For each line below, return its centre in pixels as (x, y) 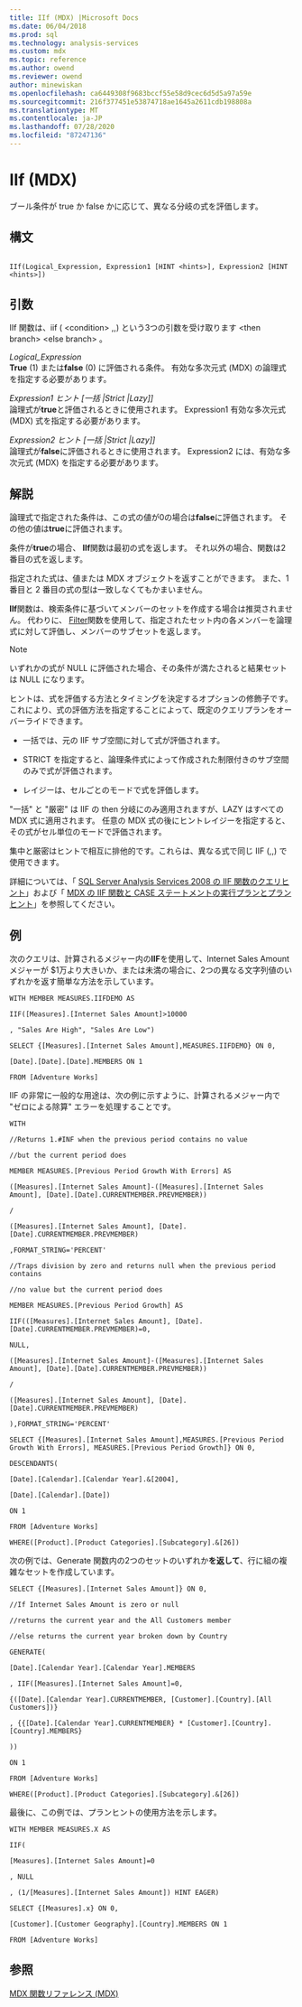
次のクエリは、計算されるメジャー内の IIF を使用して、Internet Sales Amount (150, 959)
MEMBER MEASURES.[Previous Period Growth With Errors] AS (120, 1172)
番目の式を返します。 (49, 559)
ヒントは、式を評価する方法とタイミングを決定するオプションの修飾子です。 (151, 699)
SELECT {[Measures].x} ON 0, (64, 1909)
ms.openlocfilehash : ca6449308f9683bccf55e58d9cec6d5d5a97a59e (131, 93)
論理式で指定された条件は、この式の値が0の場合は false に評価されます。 (143, 518)
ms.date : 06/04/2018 (48, 26)
